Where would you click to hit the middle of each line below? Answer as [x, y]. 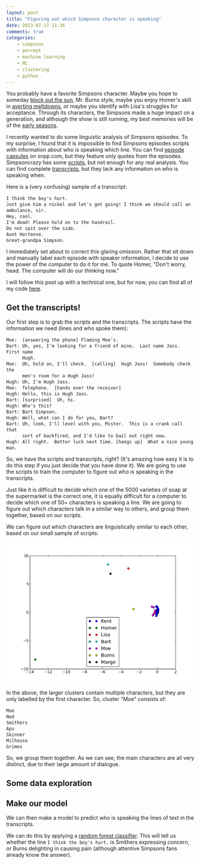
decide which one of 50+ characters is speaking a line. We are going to [94, 503]
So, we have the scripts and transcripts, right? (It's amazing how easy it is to [100, 459]
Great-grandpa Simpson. [36, 241]
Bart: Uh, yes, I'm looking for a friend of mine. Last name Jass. [93, 346]
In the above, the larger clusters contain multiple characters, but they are [96, 693]
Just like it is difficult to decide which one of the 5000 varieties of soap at [96, 490]
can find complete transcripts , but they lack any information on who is [92, 169]
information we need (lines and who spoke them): [67, 328]
